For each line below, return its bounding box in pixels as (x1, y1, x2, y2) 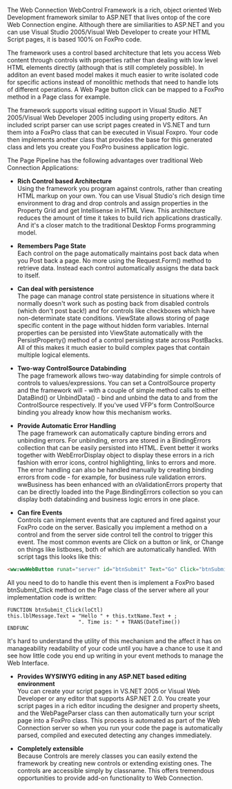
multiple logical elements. (17, 351, 90, 359)
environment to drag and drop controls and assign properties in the (17, 199, 209, 207)
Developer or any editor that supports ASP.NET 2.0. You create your (17, 694, 211, 703)
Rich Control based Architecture (17, 177, 112, 185)
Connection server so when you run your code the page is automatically (17, 723, 223, 732)
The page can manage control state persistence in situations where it (17, 292, 215, 300)
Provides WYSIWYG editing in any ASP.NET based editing (17, 672, 187, 680)
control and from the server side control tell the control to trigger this (17, 530, 213, 539)
